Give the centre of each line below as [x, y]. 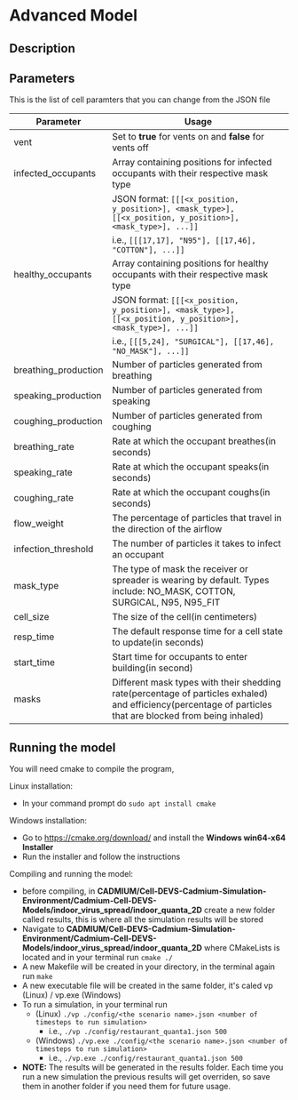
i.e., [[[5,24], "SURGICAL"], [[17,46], [193, 341]
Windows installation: [48, 821]
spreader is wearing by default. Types [191, 581]
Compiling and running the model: [71, 874]
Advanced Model [74, 16]
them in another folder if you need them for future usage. [126, 1087]
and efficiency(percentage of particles [192, 705]
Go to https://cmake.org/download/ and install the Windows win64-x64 [154, 838]
